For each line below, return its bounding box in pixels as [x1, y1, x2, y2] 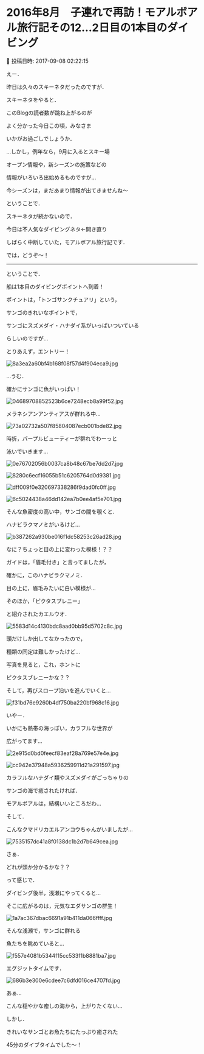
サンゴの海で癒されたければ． [6, 787, 81, 794]
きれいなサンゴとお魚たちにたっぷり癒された [6, 1028, 118, 1035]
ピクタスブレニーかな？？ [6, 673, 70, 681]
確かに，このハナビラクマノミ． [6, 571, 86, 578]
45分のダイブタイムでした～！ [6, 1041, 83, 1048]
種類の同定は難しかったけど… [6, 648, 81, 655]
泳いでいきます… [6, 448, 49, 455]
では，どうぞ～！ [6, 251, 49, 259]
